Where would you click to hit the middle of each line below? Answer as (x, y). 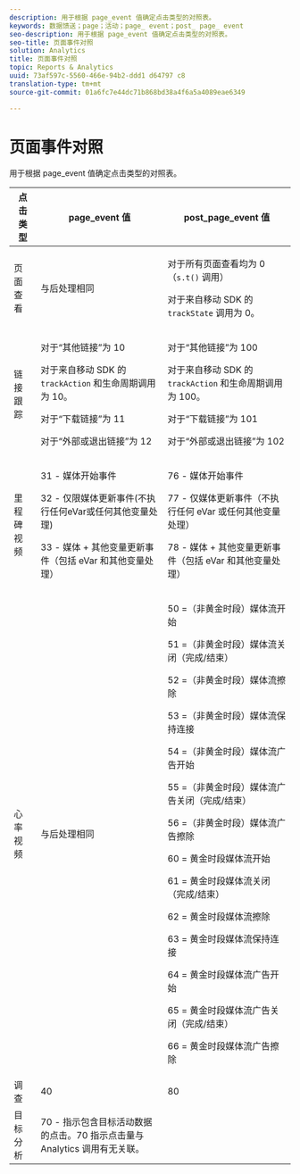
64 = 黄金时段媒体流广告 (219, 975)
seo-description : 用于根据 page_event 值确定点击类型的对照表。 (121, 34)
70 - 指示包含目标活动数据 (96, 1122)
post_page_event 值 (227, 218)
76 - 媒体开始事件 (205, 476)
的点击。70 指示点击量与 (92, 1136)
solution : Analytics (48, 51)
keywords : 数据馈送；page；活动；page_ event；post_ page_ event (126, 26)
